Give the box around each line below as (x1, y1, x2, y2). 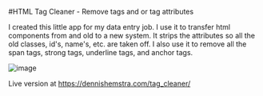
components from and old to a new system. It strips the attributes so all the (8, 31, 256, 40)
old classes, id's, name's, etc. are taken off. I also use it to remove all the (8, 39, 247, 49)
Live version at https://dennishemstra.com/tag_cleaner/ (8, 79, 191, 88)
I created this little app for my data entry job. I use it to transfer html (8, 22, 230, 31)
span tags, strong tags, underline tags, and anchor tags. (8, 48, 193, 57)
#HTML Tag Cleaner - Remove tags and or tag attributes (8, 7, 194, 16)
